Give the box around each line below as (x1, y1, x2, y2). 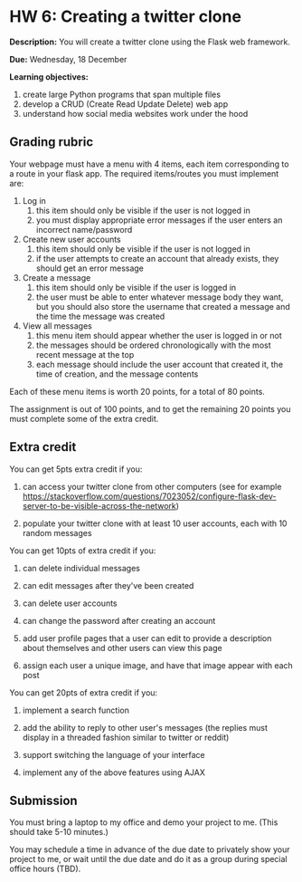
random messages (22, 527, 92, 538)
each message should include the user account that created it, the (35, 359, 283, 369)
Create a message (22, 272, 91, 283)
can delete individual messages (22, 562, 140, 573)
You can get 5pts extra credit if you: (9, 464, 143, 475)
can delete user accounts (22, 598, 118, 609)
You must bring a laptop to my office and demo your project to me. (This (9, 817, 278, 828)
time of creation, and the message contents (35, 369, 199, 379)
